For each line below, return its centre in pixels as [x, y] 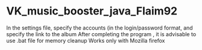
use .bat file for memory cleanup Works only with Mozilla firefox [86, 40]
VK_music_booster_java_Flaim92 [92, 11]
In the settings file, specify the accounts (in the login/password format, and [99, 28]
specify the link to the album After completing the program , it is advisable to [101, 34]
